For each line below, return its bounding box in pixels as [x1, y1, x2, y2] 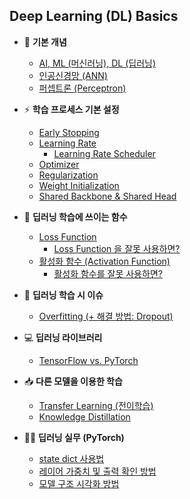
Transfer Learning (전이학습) [38, 399, 154, 411]
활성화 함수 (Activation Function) [38, 255, 171, 267]
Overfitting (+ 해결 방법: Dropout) [38, 310, 174, 322]
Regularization [38, 169, 99, 181]
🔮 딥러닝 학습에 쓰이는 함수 [23, 210, 128, 223]
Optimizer [38, 158, 80, 170]
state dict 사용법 [38, 452, 105, 464]
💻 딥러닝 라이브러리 [23, 331, 103, 343]
